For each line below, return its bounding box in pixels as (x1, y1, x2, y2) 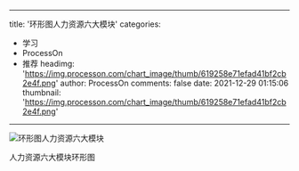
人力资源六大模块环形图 (9, 152, 95, 162)
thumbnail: (21, 87, 61, 98)
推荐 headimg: (21, 59, 76, 69)
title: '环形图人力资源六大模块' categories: (9, 19, 162, 29)
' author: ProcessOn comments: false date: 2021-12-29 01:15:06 (55, 77, 289, 88)
